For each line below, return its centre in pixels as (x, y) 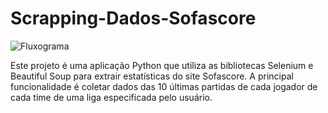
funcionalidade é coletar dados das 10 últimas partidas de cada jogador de (164, 86)
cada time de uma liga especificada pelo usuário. (111, 97)
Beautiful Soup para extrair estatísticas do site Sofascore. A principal (152, 76)
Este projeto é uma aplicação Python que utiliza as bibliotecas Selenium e (162, 65)
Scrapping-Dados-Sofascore (133, 18)
